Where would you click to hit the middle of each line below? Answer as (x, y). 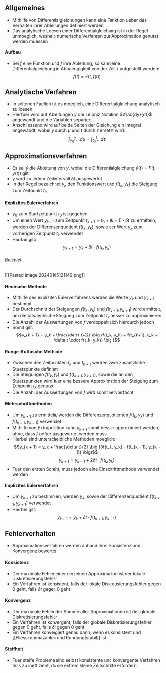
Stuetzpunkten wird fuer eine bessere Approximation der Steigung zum (85, 381)
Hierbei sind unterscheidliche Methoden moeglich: (64, 439)
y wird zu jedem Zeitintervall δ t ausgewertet (57, 179)
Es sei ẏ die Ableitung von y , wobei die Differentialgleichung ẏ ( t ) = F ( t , (84, 168)
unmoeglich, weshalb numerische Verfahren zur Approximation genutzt (85, 36)
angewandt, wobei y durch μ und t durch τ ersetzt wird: (69, 130)
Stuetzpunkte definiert (35, 369)
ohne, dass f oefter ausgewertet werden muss (59, 434)
